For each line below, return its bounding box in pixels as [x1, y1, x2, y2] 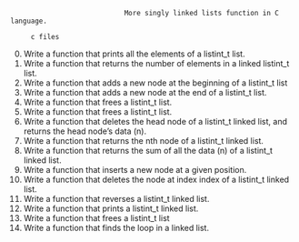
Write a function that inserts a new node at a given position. [23, 165, 247, 175]
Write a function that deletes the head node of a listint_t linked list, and [23, 116, 287, 126]
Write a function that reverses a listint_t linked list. [23, 194, 210, 204]
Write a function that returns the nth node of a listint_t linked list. [23, 136, 264, 146]
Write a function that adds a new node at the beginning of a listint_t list [23, 77, 288, 88]
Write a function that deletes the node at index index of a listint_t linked [23, 174, 290, 185]
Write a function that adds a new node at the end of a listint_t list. [23, 87, 267, 97]
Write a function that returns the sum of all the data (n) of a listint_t [23, 146, 274, 156]
